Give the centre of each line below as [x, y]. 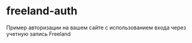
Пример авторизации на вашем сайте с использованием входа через [96, 27]
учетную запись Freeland [39, 33]
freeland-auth [42, 11]
